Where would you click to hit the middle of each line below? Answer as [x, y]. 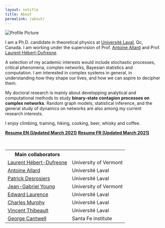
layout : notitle [22, 10]
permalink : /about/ [25, 19]
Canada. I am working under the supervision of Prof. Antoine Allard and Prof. [83, 48]
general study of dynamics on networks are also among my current [73, 108]
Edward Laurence [28, 195]
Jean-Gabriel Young [31, 187]
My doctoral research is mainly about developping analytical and [71, 93]
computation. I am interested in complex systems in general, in [68, 73]
